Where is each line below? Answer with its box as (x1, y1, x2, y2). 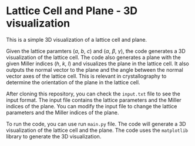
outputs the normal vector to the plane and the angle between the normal (6, 66, 183, 73)
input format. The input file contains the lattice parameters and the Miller (6, 96, 182, 104)
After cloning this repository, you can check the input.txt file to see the (6, 90, 180, 97)
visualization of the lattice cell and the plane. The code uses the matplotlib (6, 127, 189, 134)
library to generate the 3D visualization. (6, 132, 102, 140)
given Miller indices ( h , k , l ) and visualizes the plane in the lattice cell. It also (6, 60, 190, 67)
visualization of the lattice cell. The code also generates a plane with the (6, 54, 181, 61)
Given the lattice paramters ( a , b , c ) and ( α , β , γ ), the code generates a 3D (6, 47, 186, 54)
